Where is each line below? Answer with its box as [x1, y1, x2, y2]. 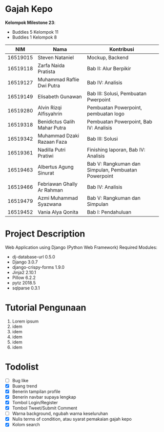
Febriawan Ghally [38, 180, 78, 187]
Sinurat [38, 170, 55, 176]
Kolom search [12, 422, 40, 428]
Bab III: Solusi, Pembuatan [87, 90, 147, 97]
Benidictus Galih [38, 118, 75, 125]
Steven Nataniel [38, 54, 74, 61]
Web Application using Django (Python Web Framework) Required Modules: [5, 244, 158, 250]
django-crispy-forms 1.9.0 [12, 264, 65, 270]
